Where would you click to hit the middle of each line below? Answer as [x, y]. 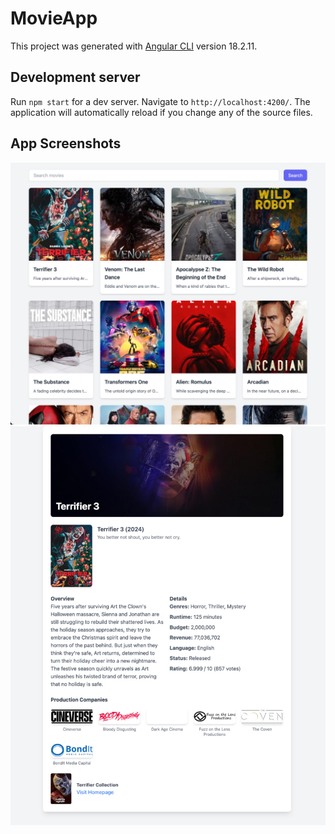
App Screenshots [66, 143]
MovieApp [54, 18]
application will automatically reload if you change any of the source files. [161, 112]
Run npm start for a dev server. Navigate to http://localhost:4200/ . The [160, 101]
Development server [75, 77]
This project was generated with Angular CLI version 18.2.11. [134, 46]
